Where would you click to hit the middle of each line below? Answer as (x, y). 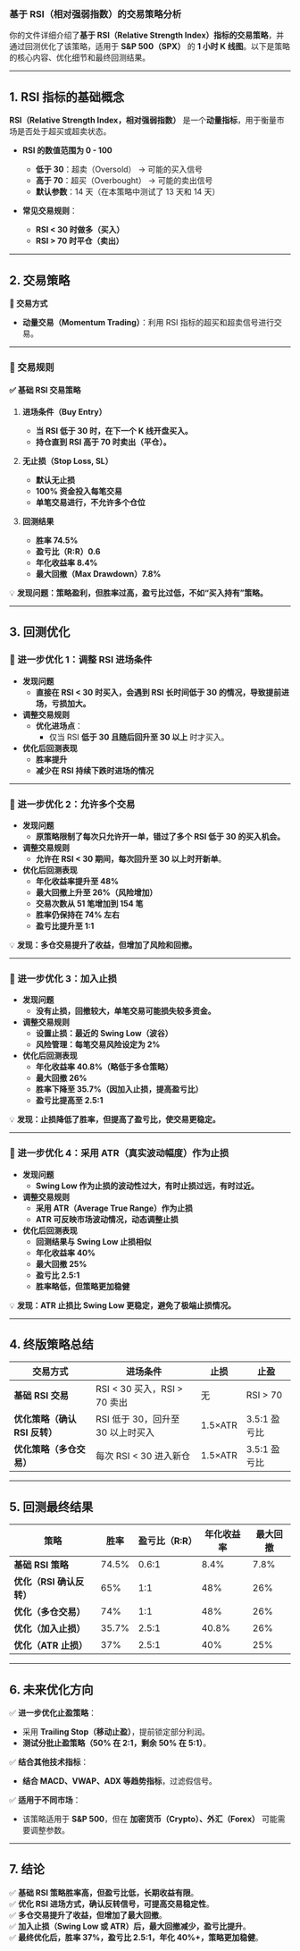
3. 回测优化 (40, 632)
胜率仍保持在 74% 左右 (78, 915)
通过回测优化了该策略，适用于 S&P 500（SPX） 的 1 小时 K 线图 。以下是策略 (150, 46)
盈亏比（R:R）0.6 (68, 552)
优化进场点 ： (59, 725)
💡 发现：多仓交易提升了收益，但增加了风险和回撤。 (103, 945)
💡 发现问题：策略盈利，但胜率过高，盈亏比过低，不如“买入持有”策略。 (138, 593)
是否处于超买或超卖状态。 (64, 131)
